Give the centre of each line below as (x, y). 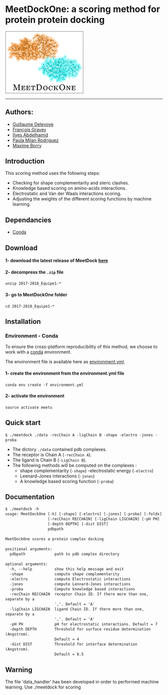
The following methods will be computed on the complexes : (74, 465)
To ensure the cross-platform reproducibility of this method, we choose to (81, 347)
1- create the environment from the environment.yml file (65, 373)
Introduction (25, 161)
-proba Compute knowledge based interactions (72, 589)
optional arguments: (27, 564)
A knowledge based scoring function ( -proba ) (67, 481)
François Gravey (29, 129)
